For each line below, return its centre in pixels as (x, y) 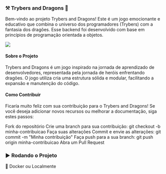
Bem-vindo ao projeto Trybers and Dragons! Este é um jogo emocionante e (83, 19)
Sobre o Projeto (22, 56)
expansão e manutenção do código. (42, 83)
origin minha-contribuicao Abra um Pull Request (55, 142)
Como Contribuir (23, 95)
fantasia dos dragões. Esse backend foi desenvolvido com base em (75, 30)
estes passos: (20, 116)
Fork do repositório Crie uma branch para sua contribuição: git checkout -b (83, 126)
